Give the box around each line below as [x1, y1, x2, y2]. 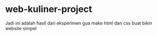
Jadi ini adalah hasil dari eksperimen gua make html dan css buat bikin [5, 20, 152, 26]
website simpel [5, 25, 37, 31]
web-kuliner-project [5, 3, 92, 15]
